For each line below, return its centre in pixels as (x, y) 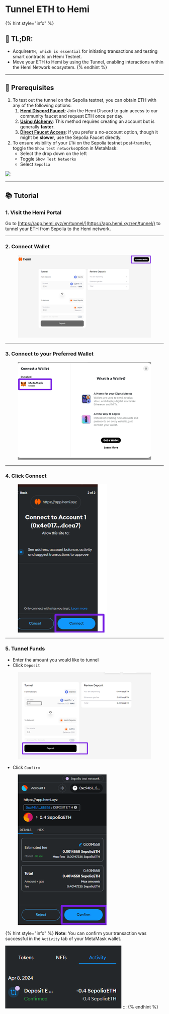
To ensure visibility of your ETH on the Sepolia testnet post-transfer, (82, 142)
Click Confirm (26, 767)
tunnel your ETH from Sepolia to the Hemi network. (58, 229)
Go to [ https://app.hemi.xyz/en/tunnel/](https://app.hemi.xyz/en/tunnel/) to (83, 224)
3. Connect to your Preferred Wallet (50, 353)
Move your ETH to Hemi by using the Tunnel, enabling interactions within (88, 62)
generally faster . (37, 126)
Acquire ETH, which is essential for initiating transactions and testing (85, 51)
